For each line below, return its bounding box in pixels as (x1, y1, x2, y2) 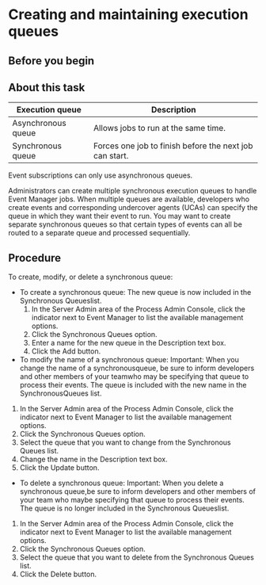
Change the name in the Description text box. (19, 454, 168, 465)
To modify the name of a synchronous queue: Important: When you (19, 355, 239, 365)
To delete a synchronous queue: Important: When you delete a (19, 478, 224, 488)
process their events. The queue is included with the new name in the (19, 380, 247, 390)
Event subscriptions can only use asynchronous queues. (8, 170, 193, 180)
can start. (93, 151, 129, 162)
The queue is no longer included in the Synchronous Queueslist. (19, 503, 230, 513)
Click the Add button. (31, 346, 101, 356)
